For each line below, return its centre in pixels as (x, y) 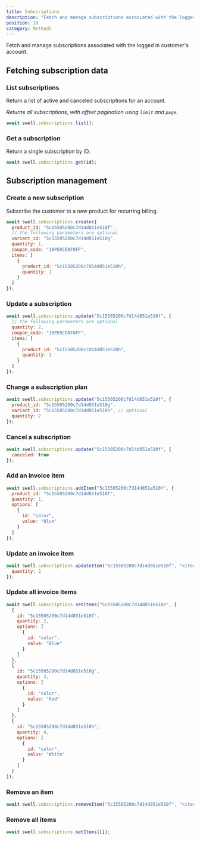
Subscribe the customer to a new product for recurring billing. (82, 211)
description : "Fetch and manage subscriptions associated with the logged (101, 17)
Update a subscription (39, 303)
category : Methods (29, 28)
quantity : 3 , (33, 677)
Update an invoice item (40, 553)
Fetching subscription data (57, 70)
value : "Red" (44, 699)
